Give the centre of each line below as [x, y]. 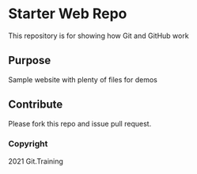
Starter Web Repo [68, 14]
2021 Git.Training [36, 161]
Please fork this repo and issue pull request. [80, 123]
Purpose [30, 61]
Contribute [36, 105]
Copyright [28, 144]
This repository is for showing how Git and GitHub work [98, 36]
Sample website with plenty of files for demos [83, 79]
